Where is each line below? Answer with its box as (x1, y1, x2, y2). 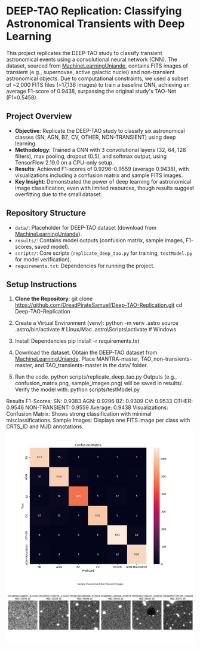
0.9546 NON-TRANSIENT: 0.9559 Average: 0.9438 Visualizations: (6, 404, 168, 411)
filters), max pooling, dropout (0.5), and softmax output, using (14, 153, 167, 160)
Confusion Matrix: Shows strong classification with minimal (6, 410, 152, 418)
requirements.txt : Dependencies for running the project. (14, 262, 155, 269)
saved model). (35, 243, 70, 250)
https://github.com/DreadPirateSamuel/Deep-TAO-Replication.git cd (14, 301, 183, 309)
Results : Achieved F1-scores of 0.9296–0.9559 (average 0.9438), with (14, 165, 189, 172)
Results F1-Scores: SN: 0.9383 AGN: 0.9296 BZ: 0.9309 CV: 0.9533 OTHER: (6, 398, 193, 405)
